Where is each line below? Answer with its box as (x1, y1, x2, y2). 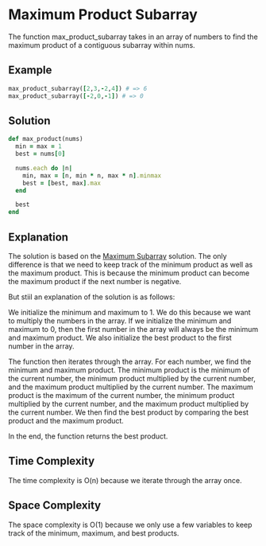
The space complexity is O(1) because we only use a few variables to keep (8, 520, 253, 529)
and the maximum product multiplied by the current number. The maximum (8, 382, 254, 392)
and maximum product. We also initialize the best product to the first (8, 333, 232, 342)
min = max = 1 (15, 142, 62, 150)
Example (8, 64, 52, 77)
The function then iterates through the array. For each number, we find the (8, 357, 252, 366)
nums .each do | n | (15, 164, 73, 172)
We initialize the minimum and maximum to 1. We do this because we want (8, 308, 252, 317)
